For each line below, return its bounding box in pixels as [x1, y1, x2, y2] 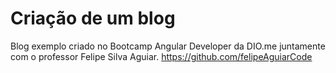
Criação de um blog [10, 7, 176, 30]
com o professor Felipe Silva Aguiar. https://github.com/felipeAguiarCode [10, 50, 313, 62]
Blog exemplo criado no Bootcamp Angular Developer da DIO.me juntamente [10, 40, 326, 52]
